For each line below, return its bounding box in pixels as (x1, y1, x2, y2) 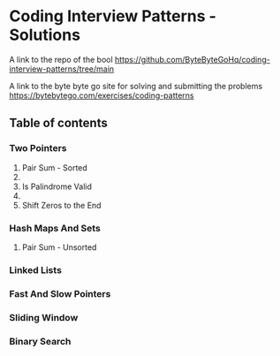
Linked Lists (9, 263, 62, 276)
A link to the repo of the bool (9, 54, 113, 64)
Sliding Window (9, 311, 79, 323)
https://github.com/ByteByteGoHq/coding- (114, 54, 271, 64)
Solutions (9, 25, 81, 45)
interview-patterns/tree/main (9, 64, 115, 74)
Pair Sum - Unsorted (21, 241, 97, 253)
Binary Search (9, 335, 72, 347)
